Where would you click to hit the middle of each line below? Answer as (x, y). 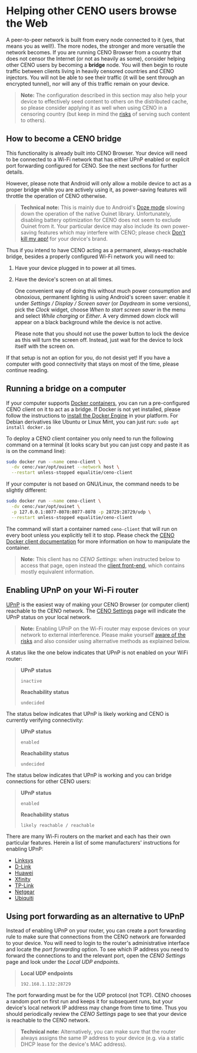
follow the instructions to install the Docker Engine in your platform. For (92, 415)
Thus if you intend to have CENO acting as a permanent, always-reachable (96, 250)
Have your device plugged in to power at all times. (75, 268)
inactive (31, 681)
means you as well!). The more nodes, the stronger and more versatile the (96, 46)
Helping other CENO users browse (91, 11)
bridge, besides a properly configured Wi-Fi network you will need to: (91, 256)
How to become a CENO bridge (64, 139)
